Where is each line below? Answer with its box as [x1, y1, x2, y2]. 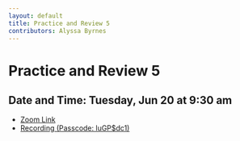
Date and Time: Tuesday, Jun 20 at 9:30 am [8, 93, 233, 107]
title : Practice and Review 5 [8, 19, 111, 27]
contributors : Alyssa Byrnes [8, 27, 107, 35]
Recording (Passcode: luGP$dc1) [19, 123, 130, 133]
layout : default [8, 11, 63, 20]
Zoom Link [19, 114, 56, 125]
